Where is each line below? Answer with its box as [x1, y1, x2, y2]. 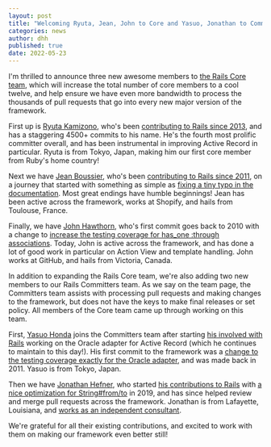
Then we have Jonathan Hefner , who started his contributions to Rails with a [8, 380, 262, 389]
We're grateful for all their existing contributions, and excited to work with [8, 421, 252, 430]
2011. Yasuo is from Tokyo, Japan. [8, 364, 122, 374]
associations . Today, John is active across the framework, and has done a [8, 239, 254, 248]
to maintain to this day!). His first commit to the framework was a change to [8, 347, 259, 356]
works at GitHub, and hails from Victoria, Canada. [8, 256, 173, 265]
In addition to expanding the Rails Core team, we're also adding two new [8, 271, 248, 281]
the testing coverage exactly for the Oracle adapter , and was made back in [8, 356, 256, 365]
